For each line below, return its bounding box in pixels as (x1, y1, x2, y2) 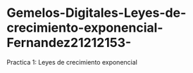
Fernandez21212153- (6, 35, 132, 51)
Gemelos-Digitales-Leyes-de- (6, 5, 187, 21)
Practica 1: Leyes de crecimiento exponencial (6, 58, 138, 66)
